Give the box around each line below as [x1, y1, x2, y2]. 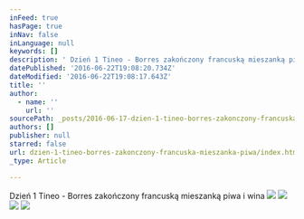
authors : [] [9, 123, 54, 132]
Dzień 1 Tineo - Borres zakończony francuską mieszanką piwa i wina [9, 190, 265, 201]
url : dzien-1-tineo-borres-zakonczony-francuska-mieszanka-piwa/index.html [9, 148, 301, 157]
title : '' [9, 81, 47, 90]
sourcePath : [9, 114, 54, 123]
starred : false [9, 139, 67, 148]
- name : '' [17, 97, 59, 107]
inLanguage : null [9, 38, 75, 48]
